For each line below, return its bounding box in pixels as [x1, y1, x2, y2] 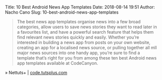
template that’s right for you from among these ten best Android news [17, 55, 157, 60]
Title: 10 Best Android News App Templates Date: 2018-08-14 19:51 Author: [5, 4, 155, 10]
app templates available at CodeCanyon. [17, 60, 98, 66]
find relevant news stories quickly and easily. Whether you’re [17, 34, 140, 40]
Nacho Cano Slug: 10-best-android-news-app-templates [5, 9, 119, 15]
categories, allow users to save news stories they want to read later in [17, 24, 157, 30]
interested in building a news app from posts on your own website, [17, 40, 151, 45]
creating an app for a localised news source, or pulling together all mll [17, 45, 157, 50]
